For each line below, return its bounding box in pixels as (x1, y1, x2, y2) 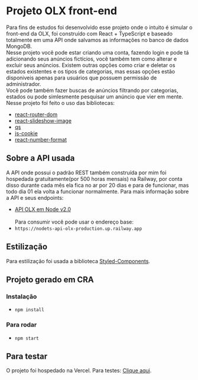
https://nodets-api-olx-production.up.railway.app (14, 225, 142, 232)
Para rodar (6, 321, 37, 329)
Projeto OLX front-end (6, 4, 117, 18)
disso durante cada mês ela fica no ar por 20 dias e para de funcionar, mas (6, 181, 189, 189)
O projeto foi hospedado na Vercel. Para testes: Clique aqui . (6, 367, 152, 374)
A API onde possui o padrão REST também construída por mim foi (6, 169, 167, 176)
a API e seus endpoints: (6, 194, 64, 201)
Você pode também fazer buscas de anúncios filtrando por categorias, (6, 87, 178, 94)
